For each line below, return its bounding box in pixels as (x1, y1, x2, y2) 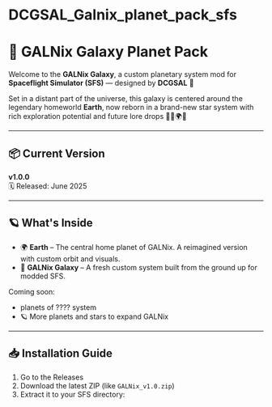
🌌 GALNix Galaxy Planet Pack (8, 43, 209, 61)
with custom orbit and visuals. (19, 253, 121, 264)
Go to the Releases (19, 372, 83, 382)
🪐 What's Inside (8, 216, 93, 230)
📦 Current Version (8, 146, 105, 160)
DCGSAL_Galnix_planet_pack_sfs (8, 6, 237, 24)
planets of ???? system (19, 302, 97, 312)
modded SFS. (19, 271, 66, 281)
